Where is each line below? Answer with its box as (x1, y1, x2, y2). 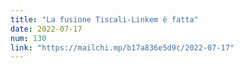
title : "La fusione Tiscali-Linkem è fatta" (10, 14, 199, 25)
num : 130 (10, 33, 47, 43)
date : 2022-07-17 (10, 24, 83, 34)
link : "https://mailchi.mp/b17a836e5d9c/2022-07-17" (10, 42, 235, 53)
